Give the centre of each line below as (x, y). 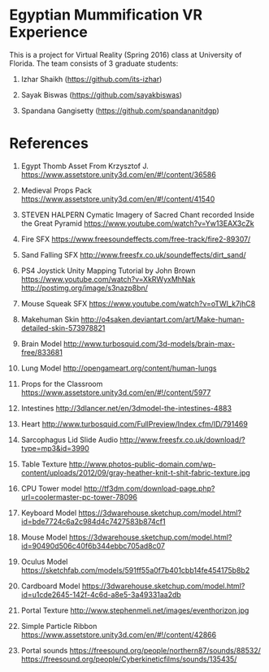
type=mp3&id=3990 (55, 448)
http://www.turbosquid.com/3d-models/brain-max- (149, 344)
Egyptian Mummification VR (106, 15)
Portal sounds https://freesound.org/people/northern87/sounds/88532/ (141, 650)
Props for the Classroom (62, 384)
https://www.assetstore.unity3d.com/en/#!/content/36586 (118, 174)
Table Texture (44, 464)
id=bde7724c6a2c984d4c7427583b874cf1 (93, 521)
